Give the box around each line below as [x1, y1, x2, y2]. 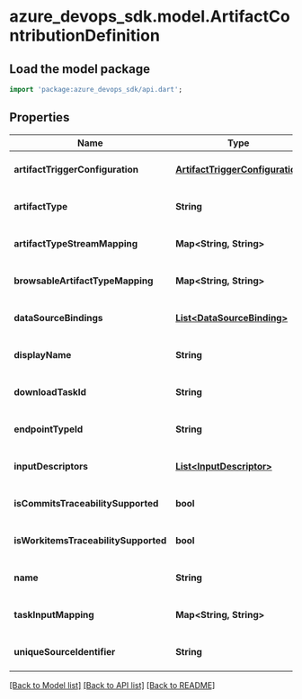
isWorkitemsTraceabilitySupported [13, 533, 167, 546]
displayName [13, 348, 72, 361]
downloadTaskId [13, 385, 87, 398]
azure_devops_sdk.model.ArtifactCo [9, 6, 290, 27]
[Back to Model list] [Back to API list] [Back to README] [9, 679, 216, 690]
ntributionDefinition [9, 25, 160, 46]
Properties [9, 110, 70, 125]
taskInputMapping [13, 608, 94, 621]
